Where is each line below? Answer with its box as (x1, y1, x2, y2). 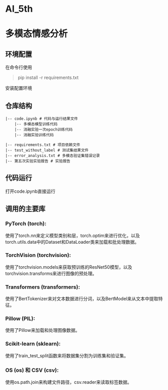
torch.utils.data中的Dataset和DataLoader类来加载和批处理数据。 (5, 239, 140, 245)
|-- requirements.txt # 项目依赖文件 (5, 142, 80, 147)
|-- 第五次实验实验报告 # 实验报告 (5, 159, 71, 164)
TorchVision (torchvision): (5, 252, 71, 259)
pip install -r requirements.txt (17, 74, 79, 81)
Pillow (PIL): (5, 315, 36, 322)
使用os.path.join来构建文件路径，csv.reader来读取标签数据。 (5, 379, 132, 385)
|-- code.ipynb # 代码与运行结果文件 (5, 116, 78, 121)
